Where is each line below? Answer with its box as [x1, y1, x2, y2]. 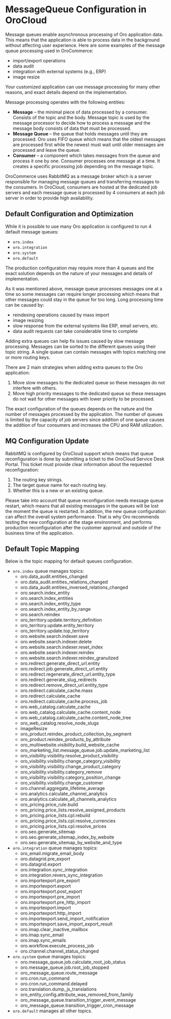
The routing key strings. [12, 476, 63, 482]
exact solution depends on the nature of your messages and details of [5, 270, 153, 276]
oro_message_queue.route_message [20, 970, 98, 976]
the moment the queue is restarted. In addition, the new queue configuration [5, 508, 166, 514]
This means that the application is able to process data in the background [5, 37, 160, 43]
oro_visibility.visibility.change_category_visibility [20, 758, 121, 765]
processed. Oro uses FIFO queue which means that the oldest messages [12, 136, 166, 142]
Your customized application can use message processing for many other [5, 83, 160, 90]
